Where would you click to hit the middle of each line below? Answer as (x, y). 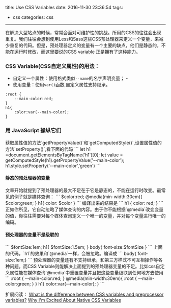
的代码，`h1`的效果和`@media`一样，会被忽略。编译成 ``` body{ (71, 253)
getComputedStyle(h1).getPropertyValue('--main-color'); (65, 160)
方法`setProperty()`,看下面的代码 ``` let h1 (48, 149)
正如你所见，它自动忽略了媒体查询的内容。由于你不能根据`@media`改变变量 (84, 209)
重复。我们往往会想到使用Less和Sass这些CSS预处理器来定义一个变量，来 (82, 39)
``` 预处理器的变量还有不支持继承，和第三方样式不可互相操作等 (93, 260)
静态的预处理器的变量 (27, 178)
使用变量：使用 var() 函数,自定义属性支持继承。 (61, 85)
